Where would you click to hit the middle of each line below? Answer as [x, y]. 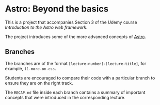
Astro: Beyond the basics [57, 9]
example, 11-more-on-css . [31, 68]
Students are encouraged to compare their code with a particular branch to [80, 78]
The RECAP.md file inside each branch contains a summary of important [75, 92]
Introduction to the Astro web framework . [46, 27]
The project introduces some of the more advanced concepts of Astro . [76, 37]
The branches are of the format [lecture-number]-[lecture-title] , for [76, 63]
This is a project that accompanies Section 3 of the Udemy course [71, 22]
